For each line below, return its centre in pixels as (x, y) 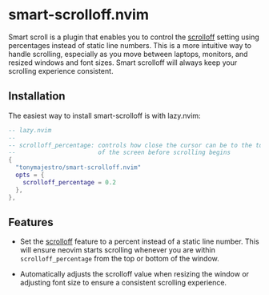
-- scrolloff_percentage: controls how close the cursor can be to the (130, 145)
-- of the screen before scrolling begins (119, 153)
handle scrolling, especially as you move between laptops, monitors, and (128, 54)
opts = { (30, 175)
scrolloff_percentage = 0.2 (69, 182)
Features (31, 222)
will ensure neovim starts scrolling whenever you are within (118, 250)
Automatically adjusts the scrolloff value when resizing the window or (134, 274)
